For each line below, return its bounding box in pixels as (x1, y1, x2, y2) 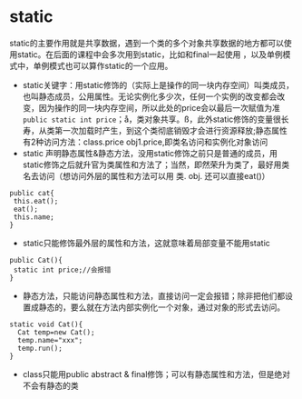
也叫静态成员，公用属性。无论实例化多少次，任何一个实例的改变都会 (22, 91, 278, 102)
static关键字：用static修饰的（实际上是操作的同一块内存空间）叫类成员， (22, 79, 295, 90)
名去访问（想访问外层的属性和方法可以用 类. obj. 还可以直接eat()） (22, 170, 270, 181)
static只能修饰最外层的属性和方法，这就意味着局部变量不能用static (22, 237, 270, 248)
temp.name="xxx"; (17, 335, 83, 344)
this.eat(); (13, 196, 59, 205)
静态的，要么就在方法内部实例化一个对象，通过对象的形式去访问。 (38, 302, 286, 313)
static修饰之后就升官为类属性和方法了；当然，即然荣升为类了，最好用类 (22, 159, 290, 170)
